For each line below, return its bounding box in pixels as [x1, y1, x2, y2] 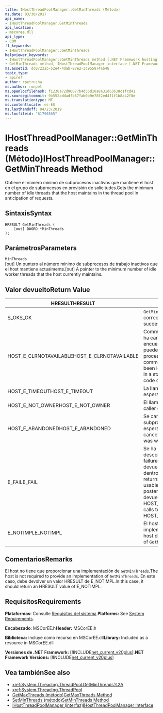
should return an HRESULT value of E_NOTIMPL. [5, 583, 102, 589]
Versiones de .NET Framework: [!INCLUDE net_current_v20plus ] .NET [5, 649, 144, 655]
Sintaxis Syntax [5, 209, 52, 217]
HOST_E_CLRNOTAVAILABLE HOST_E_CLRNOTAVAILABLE [7, 353, 139, 360]
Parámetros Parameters [5, 244, 77, 252]
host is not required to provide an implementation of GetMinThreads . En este [5, 573, 156, 579]
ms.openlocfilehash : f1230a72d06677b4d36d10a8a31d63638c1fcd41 [5, 89, 136, 94]
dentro [143, 470, 159, 477]
